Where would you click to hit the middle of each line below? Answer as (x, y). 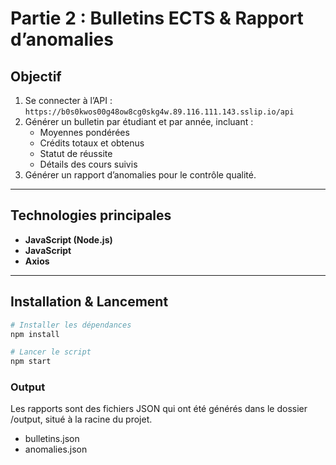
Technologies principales (91, 215)
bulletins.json (52, 439)
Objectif (36, 76)
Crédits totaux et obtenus (92, 143)
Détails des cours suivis (88, 164)
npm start (31, 362)
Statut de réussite (76, 153)
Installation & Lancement (89, 302)
